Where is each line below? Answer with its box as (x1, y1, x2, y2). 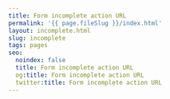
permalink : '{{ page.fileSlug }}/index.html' (8, 19, 162, 27)
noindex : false (15, 57, 66, 65)
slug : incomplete (8, 34, 66, 42)
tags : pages (8, 42, 48, 49)
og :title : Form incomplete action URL (15, 71, 145, 79)
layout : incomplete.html (8, 26, 91, 34)
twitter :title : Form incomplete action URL (15, 78, 162, 86)
